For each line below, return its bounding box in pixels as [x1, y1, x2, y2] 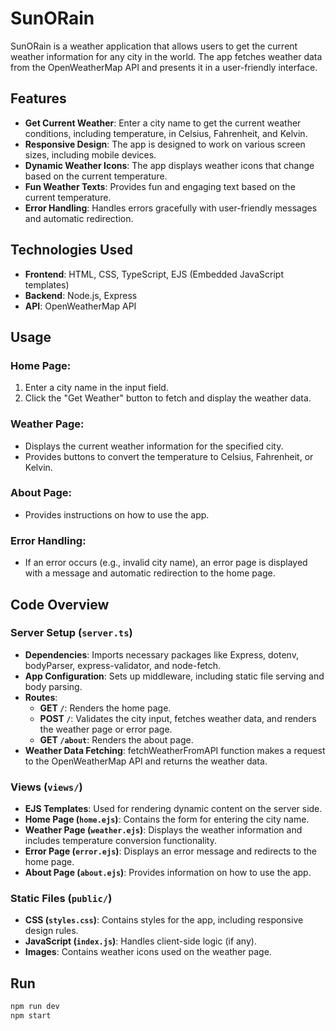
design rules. [24, 925, 79, 937]
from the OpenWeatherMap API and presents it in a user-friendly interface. [10, 61, 318, 73]
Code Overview [10, 596, 110, 613]
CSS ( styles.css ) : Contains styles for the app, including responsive [24, 914, 304, 926]
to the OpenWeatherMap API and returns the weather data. [24, 755, 268, 767]
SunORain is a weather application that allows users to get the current [10, 40, 298, 52]
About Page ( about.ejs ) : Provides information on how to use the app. [24, 867, 312, 879]
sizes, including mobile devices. [24, 148, 157, 161]
